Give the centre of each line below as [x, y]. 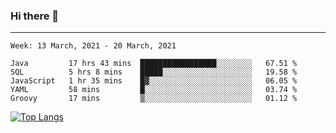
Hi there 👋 [35, 16]
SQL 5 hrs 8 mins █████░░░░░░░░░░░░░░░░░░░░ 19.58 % [154, 72]
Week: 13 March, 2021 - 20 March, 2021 [93, 46]
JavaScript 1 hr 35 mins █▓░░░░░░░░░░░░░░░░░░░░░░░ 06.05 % [154, 81]
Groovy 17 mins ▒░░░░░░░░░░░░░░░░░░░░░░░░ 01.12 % [154, 99]
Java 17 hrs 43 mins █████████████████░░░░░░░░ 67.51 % [154, 64]
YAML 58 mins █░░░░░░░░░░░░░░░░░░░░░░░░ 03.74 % [154, 90]
